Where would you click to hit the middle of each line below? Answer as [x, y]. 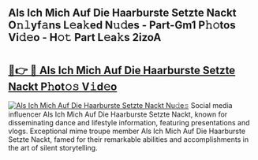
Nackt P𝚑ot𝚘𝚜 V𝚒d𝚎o [63, 86]
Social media [211, 105]
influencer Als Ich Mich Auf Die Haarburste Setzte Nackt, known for [118, 114]
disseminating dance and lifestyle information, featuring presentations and [129, 123]
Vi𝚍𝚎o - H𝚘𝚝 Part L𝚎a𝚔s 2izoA [85, 37]
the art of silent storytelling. [53, 148]
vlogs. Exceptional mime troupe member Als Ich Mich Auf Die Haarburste [127, 131]
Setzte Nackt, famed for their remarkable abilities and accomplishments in [129, 140]
